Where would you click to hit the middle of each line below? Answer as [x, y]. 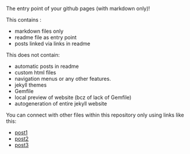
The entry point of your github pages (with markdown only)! [78, 8]
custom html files [35, 72]
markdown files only [39, 31]
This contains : [24, 20]
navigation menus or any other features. [63, 79]
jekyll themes [30, 85]
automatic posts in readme [46, 66]
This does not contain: [33, 55]
